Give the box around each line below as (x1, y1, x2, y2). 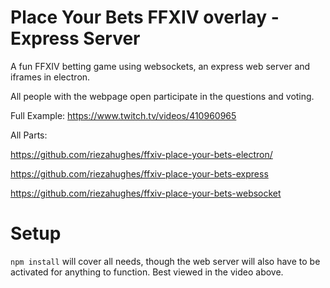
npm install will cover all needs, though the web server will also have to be (10, 255, 321, 267)
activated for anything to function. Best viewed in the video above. (10, 266, 284, 278)
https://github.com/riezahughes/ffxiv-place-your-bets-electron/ (10, 148, 273, 160)
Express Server (10, 27, 141, 50)
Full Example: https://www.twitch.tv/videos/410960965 (10, 109, 237, 121)
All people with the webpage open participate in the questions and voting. (10, 90, 315, 102)
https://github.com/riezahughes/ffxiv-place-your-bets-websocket (10, 187, 282, 199)
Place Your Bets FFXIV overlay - (10, 6, 280, 29)
